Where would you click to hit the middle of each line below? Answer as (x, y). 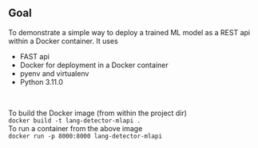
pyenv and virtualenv (54, 73)
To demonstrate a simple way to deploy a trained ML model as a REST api (129, 32)
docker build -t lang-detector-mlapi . (75, 120)
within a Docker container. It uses (63, 41)
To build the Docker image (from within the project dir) (98, 113)
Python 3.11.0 (42, 82)
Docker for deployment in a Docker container (94, 65)
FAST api (35, 56)
